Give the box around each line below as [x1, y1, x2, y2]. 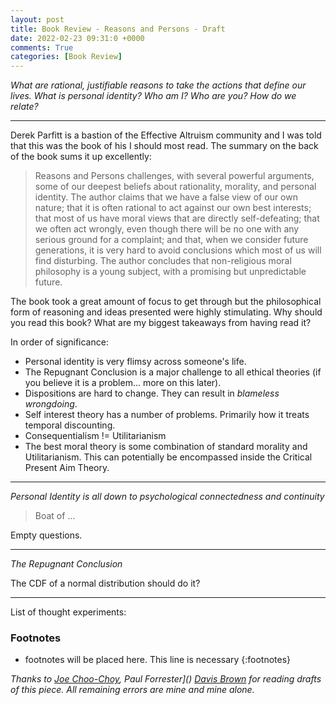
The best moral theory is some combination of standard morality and [24, 441, 308, 453]
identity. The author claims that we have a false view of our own [34, 191, 298, 203]
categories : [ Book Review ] [10, 52, 123, 62]
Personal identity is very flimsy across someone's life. [24, 356, 247, 368]
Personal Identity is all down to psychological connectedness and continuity [10, 491, 325, 503]
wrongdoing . [24, 398, 78, 410]
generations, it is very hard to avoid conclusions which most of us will [34, 244, 322, 256]
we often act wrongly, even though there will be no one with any [34, 223, 300, 235]
